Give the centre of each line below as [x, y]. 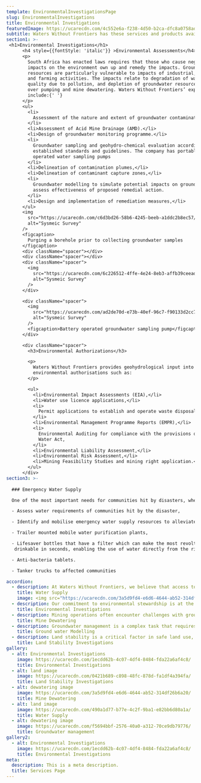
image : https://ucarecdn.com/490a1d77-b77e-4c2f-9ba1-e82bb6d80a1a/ [104, 710]
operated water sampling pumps [72, 156]
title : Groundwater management [56, 732]
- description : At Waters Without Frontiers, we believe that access [100, 587]
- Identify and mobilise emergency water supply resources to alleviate [104, 522]
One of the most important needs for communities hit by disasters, [99, 500]
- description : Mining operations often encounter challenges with [98, 615]
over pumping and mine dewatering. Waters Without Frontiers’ [107, 90]
